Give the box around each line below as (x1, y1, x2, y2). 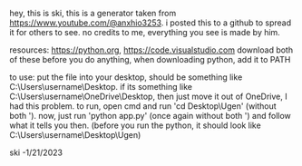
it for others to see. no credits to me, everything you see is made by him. (9, 27, 281, 37)
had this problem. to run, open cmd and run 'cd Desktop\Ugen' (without (9, 101, 277, 112)
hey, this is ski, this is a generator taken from (9, 8, 177, 18)
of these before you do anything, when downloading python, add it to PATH (9, 54, 291, 64)
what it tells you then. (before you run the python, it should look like (9, 120, 261, 131)
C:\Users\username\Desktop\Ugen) (9, 130, 141, 140)
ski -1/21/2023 (9, 147, 63, 158)
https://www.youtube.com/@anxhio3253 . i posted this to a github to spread (9, 17, 292, 28)
